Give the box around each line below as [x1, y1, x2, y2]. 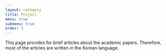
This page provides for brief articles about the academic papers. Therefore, [5, 39, 161, 45]
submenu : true [5, 21, 35, 26]
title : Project [5, 12, 37, 17]
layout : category [5, 7, 42, 12]
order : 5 [5, 26, 24, 31]
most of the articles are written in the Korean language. [5, 45, 119, 51]
